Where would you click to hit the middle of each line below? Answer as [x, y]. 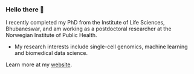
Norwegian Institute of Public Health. [51, 35]
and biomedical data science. [51, 53]
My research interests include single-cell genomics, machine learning [101, 47]
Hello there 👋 [25, 10]
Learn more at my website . [39, 64]
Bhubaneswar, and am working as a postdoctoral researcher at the [89, 29]
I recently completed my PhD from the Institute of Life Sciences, [85, 23]
